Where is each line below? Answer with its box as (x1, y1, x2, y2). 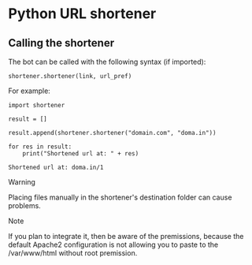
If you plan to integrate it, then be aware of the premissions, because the (8, 232, 244, 241)
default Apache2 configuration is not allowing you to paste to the (8, 240, 219, 249)
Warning (8, 177, 35, 186)
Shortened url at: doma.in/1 (8, 163, 104, 171)
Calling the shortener (8, 36, 115, 50)
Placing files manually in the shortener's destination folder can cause (8, 192, 232, 202)
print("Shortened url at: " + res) (22, 150, 139, 158)
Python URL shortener (8, 5, 157, 23)
